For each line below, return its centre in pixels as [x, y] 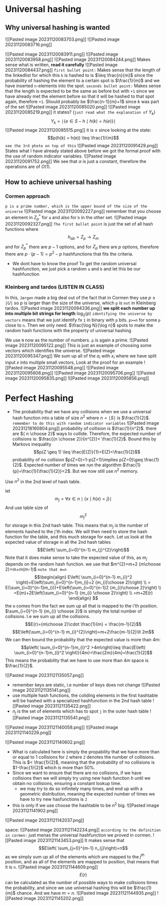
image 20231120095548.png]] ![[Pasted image [71, 367]
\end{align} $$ [83, 598]
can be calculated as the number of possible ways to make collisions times [82, 883]
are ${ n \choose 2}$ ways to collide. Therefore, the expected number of [86, 434]
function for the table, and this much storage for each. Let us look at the [79, 537]
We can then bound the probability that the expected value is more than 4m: [83, 640]
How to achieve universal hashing [58, 182]
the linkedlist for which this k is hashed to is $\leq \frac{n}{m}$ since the [79, 75]
